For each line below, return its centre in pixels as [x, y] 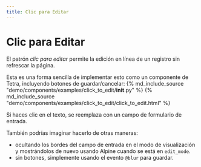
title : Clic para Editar [38, 12]
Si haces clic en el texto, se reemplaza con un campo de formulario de [94, 114]
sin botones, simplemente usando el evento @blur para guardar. [94, 157]
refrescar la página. [31, 65]
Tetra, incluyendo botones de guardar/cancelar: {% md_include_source [95, 83]
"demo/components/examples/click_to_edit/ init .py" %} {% [79, 90]
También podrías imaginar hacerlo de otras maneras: [72, 133]
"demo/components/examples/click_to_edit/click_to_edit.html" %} [88, 103]
